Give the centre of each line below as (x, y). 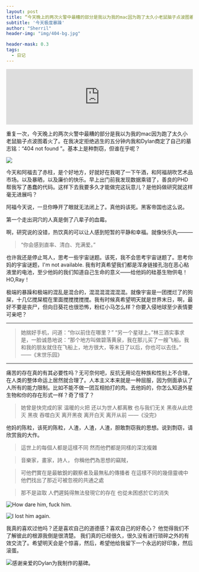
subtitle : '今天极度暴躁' (36, 23)
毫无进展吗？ (22, 194)
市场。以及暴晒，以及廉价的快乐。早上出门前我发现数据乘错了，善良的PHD (97, 179)
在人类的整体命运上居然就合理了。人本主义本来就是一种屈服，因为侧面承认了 (99, 380)
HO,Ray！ (18, 279)
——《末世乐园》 (41, 354)
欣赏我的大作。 (24, 435)
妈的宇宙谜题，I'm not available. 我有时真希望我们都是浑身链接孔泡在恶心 (95, 265)
